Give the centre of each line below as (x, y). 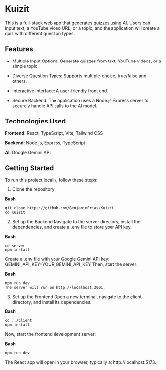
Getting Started (29, 168)
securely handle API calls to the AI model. (55, 106)
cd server (15, 246)
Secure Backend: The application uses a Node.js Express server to (80, 100)
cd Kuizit (15, 213)
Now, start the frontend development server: (51, 334)
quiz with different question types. (40, 33)
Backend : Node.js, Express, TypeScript (45, 143)
